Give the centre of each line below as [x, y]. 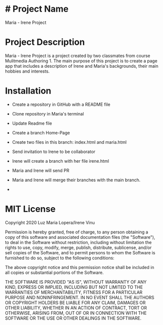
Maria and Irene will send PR [41, 170]
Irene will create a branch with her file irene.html [61, 161]
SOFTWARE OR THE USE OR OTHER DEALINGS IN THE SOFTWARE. [73, 318]
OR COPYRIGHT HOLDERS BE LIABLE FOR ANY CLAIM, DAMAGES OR [75, 303]
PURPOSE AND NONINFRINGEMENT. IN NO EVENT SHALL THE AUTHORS [80, 297]
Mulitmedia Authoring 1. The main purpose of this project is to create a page [81, 61]
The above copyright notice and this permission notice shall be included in [80, 267]
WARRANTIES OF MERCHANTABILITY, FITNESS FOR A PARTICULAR [74, 292]
